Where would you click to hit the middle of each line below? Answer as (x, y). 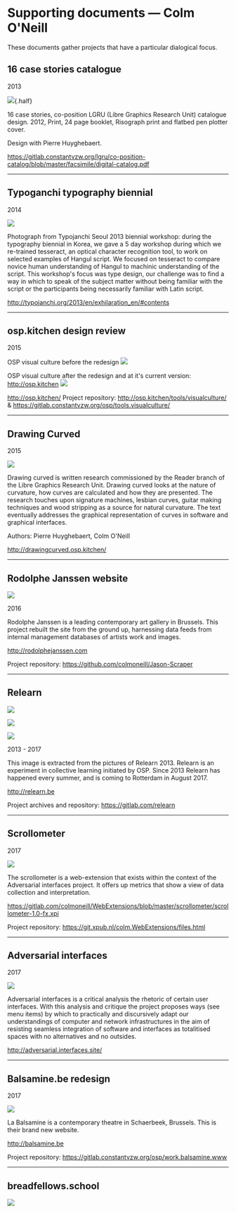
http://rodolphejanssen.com (47, 650)
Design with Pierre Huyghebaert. (54, 143)
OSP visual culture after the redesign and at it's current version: (99, 376)
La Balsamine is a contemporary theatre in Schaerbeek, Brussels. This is (112, 1122)
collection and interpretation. (49, 892)
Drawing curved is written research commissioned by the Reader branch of (116, 478)
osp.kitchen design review (67, 330)
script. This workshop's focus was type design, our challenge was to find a (116, 274)
